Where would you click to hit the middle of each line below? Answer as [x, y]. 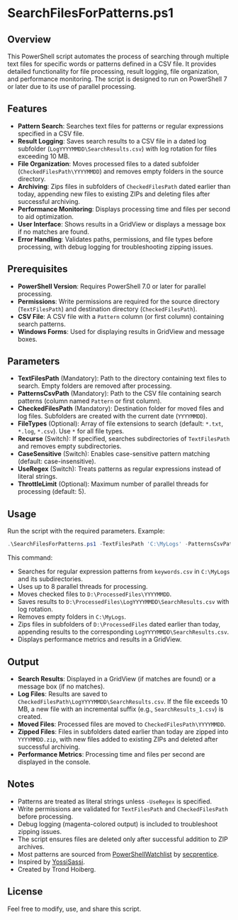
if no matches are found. [53, 232]
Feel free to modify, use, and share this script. [74, 909]
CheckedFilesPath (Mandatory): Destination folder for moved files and [121, 408]
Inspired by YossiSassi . [51, 862]
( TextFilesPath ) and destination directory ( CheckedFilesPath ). [107, 309]
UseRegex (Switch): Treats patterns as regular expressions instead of [119, 469]
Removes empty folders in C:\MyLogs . [72, 617]
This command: [30, 558]
